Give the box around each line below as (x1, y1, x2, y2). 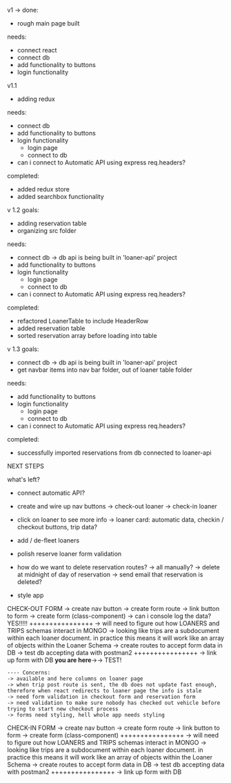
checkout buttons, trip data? (17, 523, 98, 531)
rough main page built (17, 19, 80, 27)
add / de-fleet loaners (17, 536, 80, 545)
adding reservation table (17, 219, 88, 227)
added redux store (17, 185, 70, 193)
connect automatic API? (17, 489, 85, 497)
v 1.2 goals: (7, 206, 39, 214)
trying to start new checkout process (7, 706, 119, 713)
